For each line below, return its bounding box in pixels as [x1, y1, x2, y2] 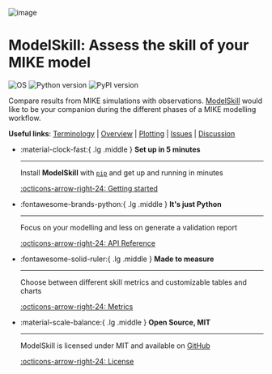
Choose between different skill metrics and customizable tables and [19, 277, 247, 287]
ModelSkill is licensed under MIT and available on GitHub [19, 341, 210, 350]
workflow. [8, 113, 41, 123]
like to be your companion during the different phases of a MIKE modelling [8, 104, 257, 114]
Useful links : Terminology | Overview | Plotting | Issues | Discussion [8, 128, 236, 138]
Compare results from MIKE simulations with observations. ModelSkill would [8, 96, 263, 105]
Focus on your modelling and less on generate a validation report [19, 222, 237, 232]
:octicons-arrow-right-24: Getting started [19, 183, 158, 193]
